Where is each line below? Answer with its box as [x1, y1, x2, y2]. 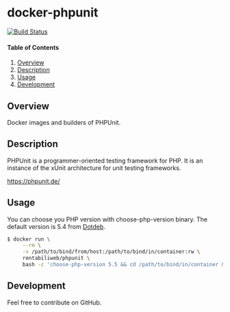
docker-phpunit [7, 5, 99, 21]
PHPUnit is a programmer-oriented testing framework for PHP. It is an [7, 156, 203, 165]
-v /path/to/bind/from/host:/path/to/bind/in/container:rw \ [22, 248, 201, 255]
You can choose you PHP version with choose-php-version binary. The [7, 215, 207, 224]
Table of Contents [7, 43, 60, 51]
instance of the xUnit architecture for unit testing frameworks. [7, 163, 181, 172]
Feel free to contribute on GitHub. [7, 298, 102, 307]
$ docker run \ [7, 235, 51, 243]
